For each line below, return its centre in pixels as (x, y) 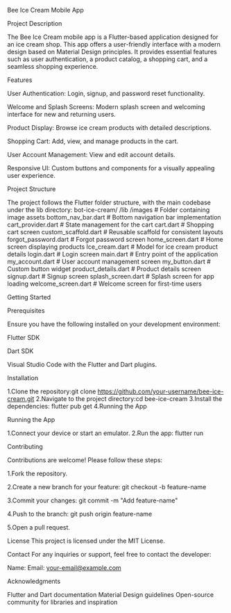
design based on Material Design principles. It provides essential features (112, 52)
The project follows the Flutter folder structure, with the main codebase (109, 202)
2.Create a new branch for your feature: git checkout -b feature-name (107, 487)
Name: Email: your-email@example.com (64, 568)
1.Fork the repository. (37, 473)
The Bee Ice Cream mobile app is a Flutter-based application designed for (113, 37)
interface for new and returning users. (61, 114)
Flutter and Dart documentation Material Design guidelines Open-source (110, 595)
